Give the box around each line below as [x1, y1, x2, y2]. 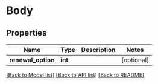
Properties [6, 28, 47, 38]
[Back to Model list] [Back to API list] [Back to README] [6, 71, 145, 79]
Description [81, 46, 116, 54]
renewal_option [9, 56, 55, 64]
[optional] [121, 56, 150, 64]
